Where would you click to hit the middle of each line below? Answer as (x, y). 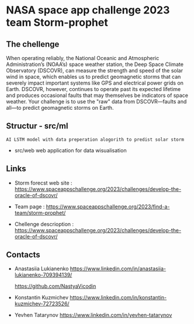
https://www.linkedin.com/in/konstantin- (118, 298)
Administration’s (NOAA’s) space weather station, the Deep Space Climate (95, 64)
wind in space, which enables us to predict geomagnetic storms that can (93, 77)
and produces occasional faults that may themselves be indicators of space (97, 95)
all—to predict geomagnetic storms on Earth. (60, 108)
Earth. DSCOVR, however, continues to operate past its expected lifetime (93, 89)
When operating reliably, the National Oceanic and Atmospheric (83, 58)
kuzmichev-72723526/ (42, 304)
